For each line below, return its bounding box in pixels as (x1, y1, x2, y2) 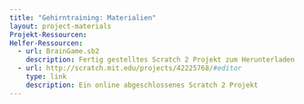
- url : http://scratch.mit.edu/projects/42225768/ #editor (17, 64, 243, 73)
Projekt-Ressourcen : (9, 30, 88, 39)
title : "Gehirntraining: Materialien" (9, 13, 157, 23)
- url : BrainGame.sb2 (17, 47, 100, 56)
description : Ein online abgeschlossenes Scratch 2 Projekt (25, 80, 258, 90)
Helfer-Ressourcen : (9, 38, 84, 48)
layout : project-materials (9, 22, 112, 31)
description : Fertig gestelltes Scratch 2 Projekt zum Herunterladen (25, 55, 296, 64)
